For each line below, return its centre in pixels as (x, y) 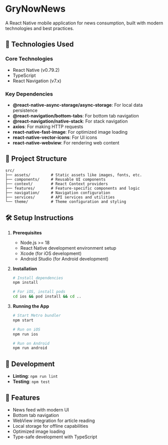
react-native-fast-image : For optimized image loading (70, 132)
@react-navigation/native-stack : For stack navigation (70, 121)
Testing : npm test (31, 381)
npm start (23, 320)
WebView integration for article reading (54, 421)
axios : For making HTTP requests (48, 126)
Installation (25, 269)
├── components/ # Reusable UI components (55, 179)
